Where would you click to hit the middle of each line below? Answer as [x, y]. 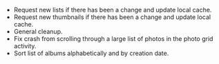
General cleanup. [38, 31]
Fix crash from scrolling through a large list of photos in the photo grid [113, 39]
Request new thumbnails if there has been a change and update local [112, 17]
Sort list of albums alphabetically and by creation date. [91, 53]
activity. [25, 46]
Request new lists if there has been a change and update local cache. [113, 10]
